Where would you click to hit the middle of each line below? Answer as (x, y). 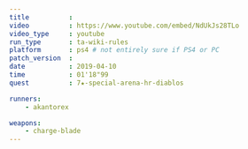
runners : (25, 99)
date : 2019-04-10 (63, 67)
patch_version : (41, 58)
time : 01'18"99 (59, 75)
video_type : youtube (57, 34)
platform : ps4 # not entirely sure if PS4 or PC (114, 50)
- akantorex (47, 107)
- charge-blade (53, 131)
